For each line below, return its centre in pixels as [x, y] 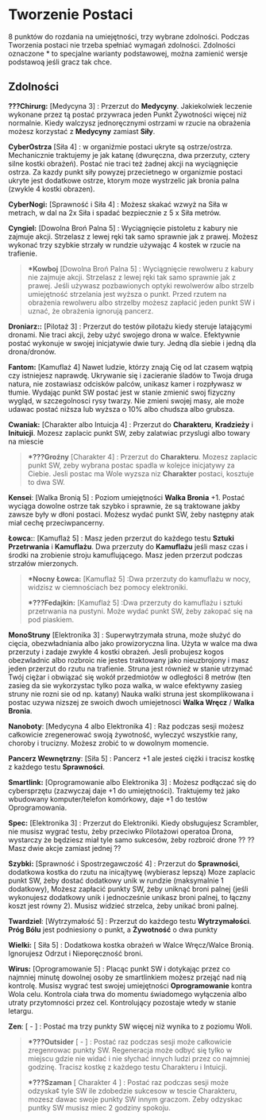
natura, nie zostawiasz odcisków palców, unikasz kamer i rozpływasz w [125, 383]
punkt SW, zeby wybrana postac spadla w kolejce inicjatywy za [131, 465]
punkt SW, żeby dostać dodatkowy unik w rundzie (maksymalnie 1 [116, 880]
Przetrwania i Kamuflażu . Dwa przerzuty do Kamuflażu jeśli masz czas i [128, 546]
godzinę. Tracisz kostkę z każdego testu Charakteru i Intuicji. [127, 1067]
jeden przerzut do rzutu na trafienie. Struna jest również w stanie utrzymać [131, 668]
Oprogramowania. [38, 807]
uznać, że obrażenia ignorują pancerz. [91, 310]
